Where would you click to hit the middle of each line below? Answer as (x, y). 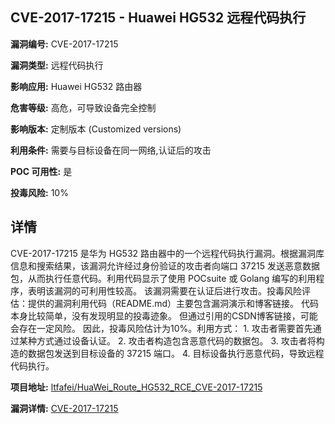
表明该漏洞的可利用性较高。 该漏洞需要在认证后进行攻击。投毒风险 (164, 290)
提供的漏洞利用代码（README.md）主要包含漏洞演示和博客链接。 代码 (173, 303)
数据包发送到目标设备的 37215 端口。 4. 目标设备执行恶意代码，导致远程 (176, 353)
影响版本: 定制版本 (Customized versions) (96, 129)
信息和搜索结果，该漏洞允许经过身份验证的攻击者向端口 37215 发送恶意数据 (165, 265)
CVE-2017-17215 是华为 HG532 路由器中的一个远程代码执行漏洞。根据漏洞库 (167, 253)
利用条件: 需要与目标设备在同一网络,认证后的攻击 (111, 150)
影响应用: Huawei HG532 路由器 (76, 86)
